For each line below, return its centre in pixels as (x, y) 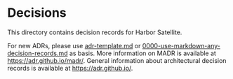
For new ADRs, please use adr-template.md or (74, 45)
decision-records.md (38, 53)
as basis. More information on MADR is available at (142, 53)
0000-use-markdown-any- (181, 45)
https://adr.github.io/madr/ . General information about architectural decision (117, 60)
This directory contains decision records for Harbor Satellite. (95, 32)
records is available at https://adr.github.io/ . (70, 68)
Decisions (37, 13)
